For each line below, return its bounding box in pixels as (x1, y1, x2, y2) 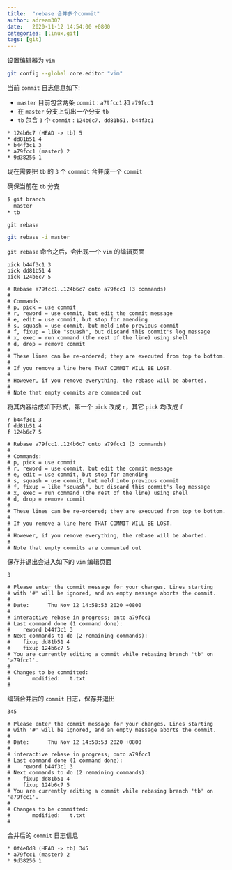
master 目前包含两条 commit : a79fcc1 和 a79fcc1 (17, 98, 154, 107)
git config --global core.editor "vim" (7, 70, 123, 77)
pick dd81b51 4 (7, 267, 52, 274)
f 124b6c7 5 (7, 428, 42, 436)
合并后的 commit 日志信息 (7, 831, 79, 839)
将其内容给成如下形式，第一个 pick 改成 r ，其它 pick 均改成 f (7, 402, 183, 411)
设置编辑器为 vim (7, 56, 56, 65)
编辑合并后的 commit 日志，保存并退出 (7, 694, 115, 703)
